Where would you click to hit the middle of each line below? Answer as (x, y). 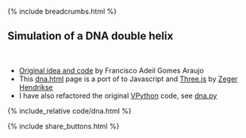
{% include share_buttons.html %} (63, 126)
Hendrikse (36, 87)
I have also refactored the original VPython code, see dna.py (118, 95)
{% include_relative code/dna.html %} (69, 110)
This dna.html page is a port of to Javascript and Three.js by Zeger (128, 79)
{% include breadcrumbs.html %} (62, 11)
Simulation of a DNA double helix (90, 36)
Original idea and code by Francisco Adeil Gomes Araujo (111, 70)
